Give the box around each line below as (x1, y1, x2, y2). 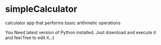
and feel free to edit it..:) (5, 35, 55, 41)
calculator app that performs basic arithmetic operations (5, 20, 121, 26)
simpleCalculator (5, 3, 78, 15)
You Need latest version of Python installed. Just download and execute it (5, 29, 157, 35)
